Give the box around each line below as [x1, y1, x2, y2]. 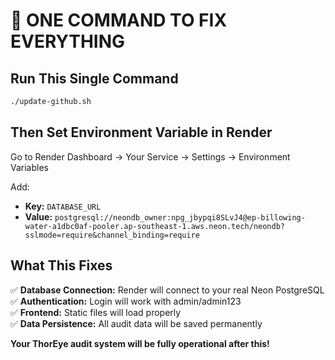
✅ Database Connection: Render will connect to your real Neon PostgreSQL [10, 284, 325, 296]
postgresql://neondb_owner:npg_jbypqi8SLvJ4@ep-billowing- [54, 212, 306, 223]
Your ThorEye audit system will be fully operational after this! [10, 337, 270, 349]
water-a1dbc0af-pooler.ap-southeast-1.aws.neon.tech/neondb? [24, 221, 286, 231]
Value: [24, 210, 53, 223]
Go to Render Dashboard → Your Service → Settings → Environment [10, 150, 291, 163]
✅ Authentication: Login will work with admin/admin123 [10, 295, 242, 307]
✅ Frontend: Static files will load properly [10, 306, 182, 318]
